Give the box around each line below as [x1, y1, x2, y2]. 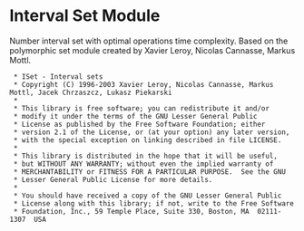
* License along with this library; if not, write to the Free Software [13, 198, 295, 208]
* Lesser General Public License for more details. [13, 175, 213, 184]
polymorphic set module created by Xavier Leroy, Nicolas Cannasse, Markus [9, 44, 296, 55]
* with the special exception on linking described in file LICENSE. [13, 135, 282, 145]
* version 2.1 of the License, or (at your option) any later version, [13, 128, 290, 137]
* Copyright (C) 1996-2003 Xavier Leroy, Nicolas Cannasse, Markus [13, 80, 274, 89]
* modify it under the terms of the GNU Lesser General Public [13, 111, 258, 120]
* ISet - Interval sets [13, 72, 103, 82]
